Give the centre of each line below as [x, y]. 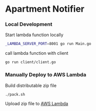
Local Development [29, 24]
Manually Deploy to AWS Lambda [46, 75]
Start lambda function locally [34, 35]
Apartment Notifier [45, 9]
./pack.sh [15, 94]
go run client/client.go [31, 62]
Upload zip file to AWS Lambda [37, 104]
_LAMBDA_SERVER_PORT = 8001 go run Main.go [48, 44]
